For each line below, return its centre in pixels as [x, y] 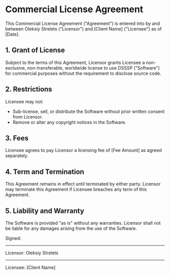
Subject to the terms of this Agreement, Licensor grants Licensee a [75, 63]
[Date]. [12, 34]
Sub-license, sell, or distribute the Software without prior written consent [89, 111]
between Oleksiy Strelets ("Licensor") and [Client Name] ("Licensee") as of [83, 28]
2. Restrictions [29, 89]
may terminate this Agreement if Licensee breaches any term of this [76, 190]
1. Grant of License [35, 50]
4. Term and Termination [45, 172]
